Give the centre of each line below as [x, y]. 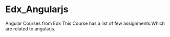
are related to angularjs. [30, 28]
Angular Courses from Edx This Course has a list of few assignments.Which [85, 23]
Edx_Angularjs [37, 9]
